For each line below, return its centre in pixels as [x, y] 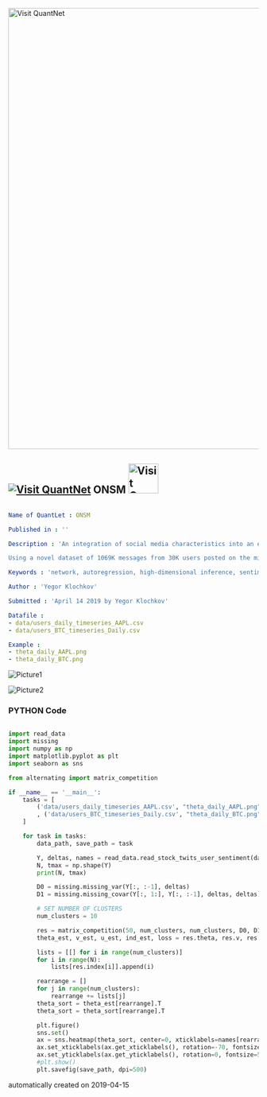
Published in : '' [39, 529]
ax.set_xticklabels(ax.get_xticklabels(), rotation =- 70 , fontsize [149, 1048]
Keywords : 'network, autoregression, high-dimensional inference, [122, 572]
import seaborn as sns [46, 763]
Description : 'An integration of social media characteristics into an [131, 544]
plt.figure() [58, 1025]
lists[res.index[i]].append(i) [103, 967]
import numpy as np [41, 749]
